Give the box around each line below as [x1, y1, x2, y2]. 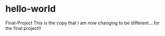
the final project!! [5, 25, 42, 31]
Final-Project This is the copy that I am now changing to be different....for [5, 20, 160, 26]
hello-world [5, 3, 56, 15]
